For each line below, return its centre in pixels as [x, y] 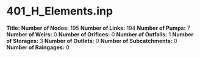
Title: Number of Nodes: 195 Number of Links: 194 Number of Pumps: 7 [98, 28]
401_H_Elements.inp [60, 11]
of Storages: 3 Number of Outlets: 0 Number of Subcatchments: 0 [92, 41]
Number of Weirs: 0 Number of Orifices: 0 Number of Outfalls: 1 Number [100, 34]
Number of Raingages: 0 [38, 47]
